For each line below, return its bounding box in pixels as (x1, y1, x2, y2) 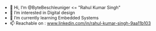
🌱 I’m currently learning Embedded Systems (9, 15, 99, 20)
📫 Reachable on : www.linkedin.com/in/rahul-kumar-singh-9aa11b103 (9, 20, 151, 26)
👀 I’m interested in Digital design (9, 10, 75, 15)
